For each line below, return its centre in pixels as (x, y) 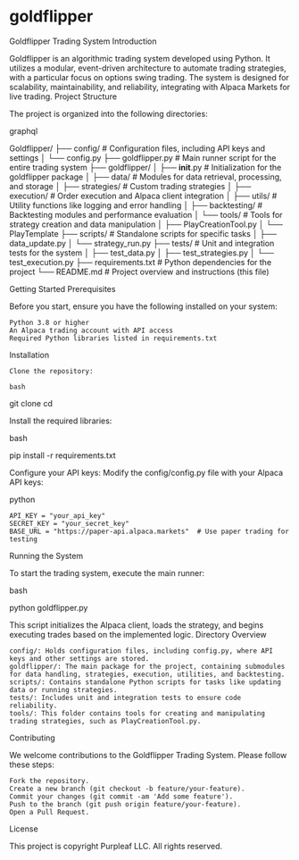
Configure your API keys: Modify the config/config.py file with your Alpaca (146, 472)
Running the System (46, 555)
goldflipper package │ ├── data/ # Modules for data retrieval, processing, (146, 177)
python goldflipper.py (49, 607)
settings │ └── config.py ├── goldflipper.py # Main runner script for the (143, 157)
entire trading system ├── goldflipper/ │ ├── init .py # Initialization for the (145, 167)
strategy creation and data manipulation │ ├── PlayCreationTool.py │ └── (146, 224)
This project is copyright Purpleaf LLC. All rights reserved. (116, 846)
